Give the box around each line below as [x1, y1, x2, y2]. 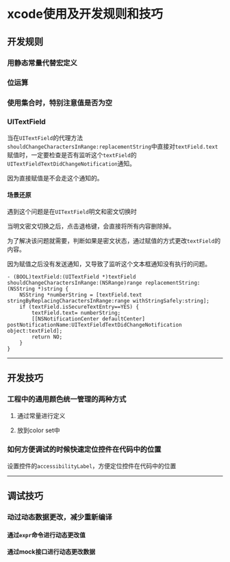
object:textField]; [7, 327, 63, 334]
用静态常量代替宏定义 [7, 58, 77, 67]
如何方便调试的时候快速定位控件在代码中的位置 [7, 445, 162, 454]
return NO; [31, 333, 63, 340]
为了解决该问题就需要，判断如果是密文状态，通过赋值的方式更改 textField [7, 236, 215, 244]
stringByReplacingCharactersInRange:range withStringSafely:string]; [7, 297, 210, 304]
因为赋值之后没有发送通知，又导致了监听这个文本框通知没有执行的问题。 [7, 259, 211, 268]
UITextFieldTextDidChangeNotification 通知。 [7, 159, 136, 167]
